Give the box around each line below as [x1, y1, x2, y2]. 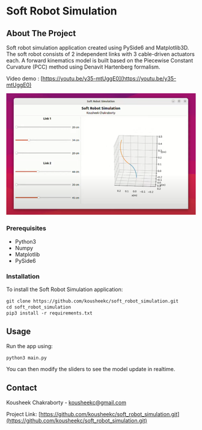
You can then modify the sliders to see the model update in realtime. [6, 365, 176, 372]
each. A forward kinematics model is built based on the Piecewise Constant [6, 57, 194, 64]
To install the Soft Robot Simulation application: [6, 286, 123, 293]
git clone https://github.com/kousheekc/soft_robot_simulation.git [6, 298, 179, 304]
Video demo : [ [6, 75, 43, 82]
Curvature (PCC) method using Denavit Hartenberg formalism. [6, 63, 161, 70]
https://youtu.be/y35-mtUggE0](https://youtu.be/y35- [42, 75, 176, 82]
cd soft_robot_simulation [6, 304, 71, 310]
